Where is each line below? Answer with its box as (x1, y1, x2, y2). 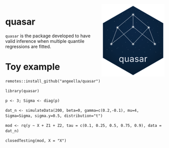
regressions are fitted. (5, 43, 52, 49)
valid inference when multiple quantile (5, 38, 85, 44)
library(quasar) (5, 88, 39, 94)
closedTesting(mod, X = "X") (5, 138, 67, 143)
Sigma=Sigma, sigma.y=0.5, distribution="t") (5, 113, 103, 118)
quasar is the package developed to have (5, 33, 91, 39)
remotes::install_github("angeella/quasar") (5, 79, 101, 84)
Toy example (5, 61, 60, 72)
